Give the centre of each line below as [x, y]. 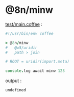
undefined [16, 90]
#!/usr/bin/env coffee [29, 33]
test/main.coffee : [24, 24]
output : [14, 81]
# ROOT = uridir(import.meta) [38, 62]
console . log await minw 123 [35, 71]
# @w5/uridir [21, 48]
